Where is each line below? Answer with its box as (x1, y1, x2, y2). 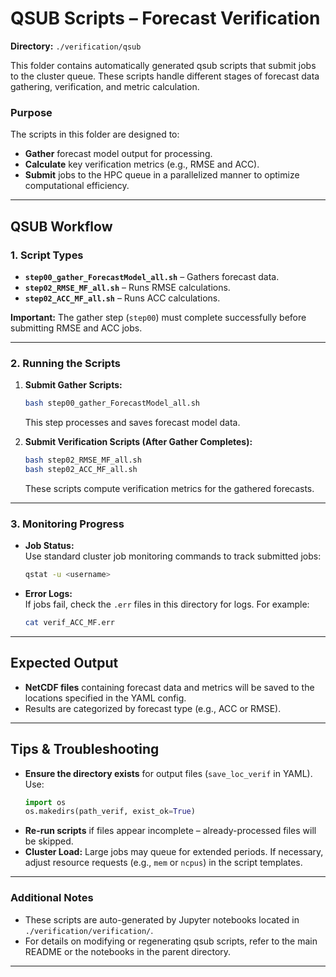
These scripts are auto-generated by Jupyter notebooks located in (24, 913, 300, 926)
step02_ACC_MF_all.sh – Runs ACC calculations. (24, 292, 221, 304)
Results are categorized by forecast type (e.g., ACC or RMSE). (24, 702, 282, 714)
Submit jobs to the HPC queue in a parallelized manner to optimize (24, 169, 300, 181)
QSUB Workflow (10, 218, 113, 235)
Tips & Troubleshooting (10, 741, 160, 758)
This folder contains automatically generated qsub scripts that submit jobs (10, 59, 317, 71)
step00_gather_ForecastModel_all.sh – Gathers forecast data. (24, 270, 280, 282)
